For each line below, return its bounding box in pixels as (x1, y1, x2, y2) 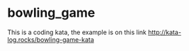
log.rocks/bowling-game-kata (7, 35, 94, 43)
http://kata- (147, 28, 182, 36)
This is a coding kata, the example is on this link (7, 28, 147, 36)
